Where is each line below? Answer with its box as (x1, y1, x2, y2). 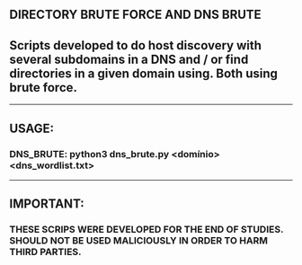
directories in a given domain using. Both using (9, 66, 279, 81)
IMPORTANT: (9, 197, 85, 212)
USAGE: (9, 120, 55, 136)
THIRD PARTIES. (9, 246, 82, 259)
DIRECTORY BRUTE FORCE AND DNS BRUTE (9, 7, 262, 22)
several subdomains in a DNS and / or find (9, 51, 249, 66)
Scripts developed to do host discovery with (9, 38, 262, 53)
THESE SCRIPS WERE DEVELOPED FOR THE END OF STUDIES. (9, 224, 284, 236)
